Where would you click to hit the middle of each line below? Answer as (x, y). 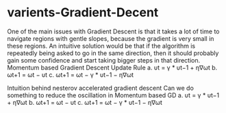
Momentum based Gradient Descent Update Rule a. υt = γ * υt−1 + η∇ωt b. (112, 67)
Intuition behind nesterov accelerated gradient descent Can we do (100, 88)
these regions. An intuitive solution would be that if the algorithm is (101, 46)
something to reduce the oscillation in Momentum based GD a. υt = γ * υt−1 (113, 95)
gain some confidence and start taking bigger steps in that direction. (104, 60)
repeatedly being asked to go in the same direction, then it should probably (113, 53)
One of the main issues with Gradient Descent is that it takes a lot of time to (113, 31)
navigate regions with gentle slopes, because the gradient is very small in (111, 38)
